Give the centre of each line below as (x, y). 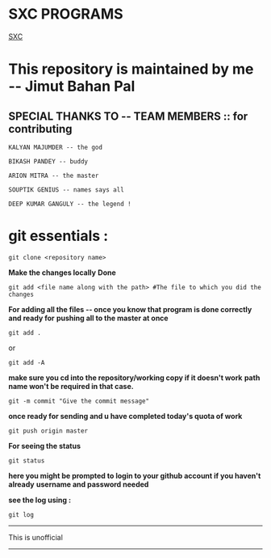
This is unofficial (35, 537)
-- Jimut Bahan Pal (72, 87)
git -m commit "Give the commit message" (79, 401)
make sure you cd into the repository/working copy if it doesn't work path (134, 378)
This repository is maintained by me (131, 69)
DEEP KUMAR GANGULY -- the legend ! (70, 204)
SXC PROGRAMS (66, 14)
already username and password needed (79, 484)
